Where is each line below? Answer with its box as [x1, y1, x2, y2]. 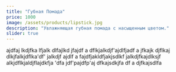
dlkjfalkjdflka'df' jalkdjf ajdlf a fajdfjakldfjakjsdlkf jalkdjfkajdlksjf [6, 53, 161, 60]
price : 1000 [6, 14, 36, 20]
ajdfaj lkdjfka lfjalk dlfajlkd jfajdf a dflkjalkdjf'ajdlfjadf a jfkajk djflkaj [6, 47, 170, 54]
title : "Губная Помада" [6, 8, 66, 15]
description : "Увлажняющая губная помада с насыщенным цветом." [6, 25, 169, 31]
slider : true [6, 31, 39, 37]
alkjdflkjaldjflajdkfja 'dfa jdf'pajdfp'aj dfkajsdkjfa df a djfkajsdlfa [6, 60, 162, 67]
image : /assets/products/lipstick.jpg [6, 19, 103, 25]
